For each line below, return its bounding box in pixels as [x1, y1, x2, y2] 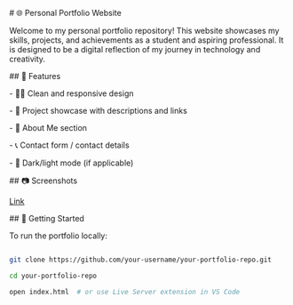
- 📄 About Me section [9, 123, 87, 132]
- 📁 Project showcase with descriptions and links [9, 106, 188, 116]
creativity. [9, 53, 46, 64]
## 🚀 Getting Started [9, 213, 84, 223]
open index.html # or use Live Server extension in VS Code [9, 287, 241, 296]
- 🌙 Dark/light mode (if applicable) [9, 157, 134, 168]
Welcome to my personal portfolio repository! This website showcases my [9, 26, 280, 36]
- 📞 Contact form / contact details [9, 140, 131, 150]
